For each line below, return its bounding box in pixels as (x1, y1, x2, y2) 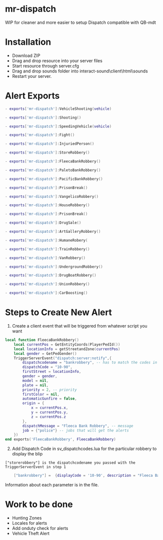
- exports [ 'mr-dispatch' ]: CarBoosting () (5, 291, 88, 296)
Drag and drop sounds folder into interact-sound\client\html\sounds (12, 68, 148, 74)
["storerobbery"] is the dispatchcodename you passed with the (5, 460, 136, 465)
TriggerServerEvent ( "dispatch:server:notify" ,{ (14, 356, 112, 361)
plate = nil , (22, 383, 49, 387)
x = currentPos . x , (31, 405, 68, 410)
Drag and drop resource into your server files (12, 57, 103, 64)
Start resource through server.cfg (12, 63, 79, 69)
